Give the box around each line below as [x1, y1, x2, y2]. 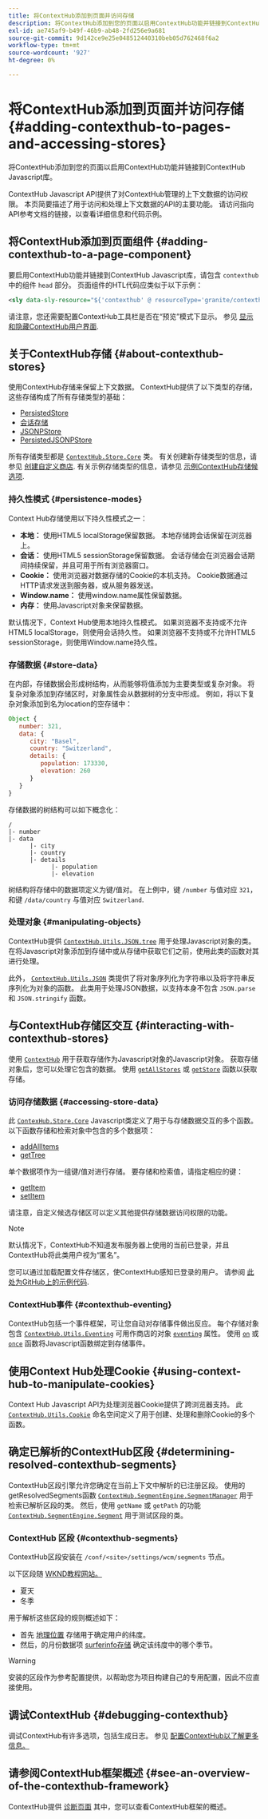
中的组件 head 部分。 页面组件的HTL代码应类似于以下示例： [8, 280, 203, 289]
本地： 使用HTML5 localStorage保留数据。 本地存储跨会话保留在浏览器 [19, 530, 253, 540]
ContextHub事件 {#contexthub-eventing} [8, 1298, 172, 1310]
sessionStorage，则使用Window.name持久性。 [8, 637, 162, 647]
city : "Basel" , [29, 737, 81, 745]
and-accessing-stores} [8, 135, 167, 153]
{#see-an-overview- [145, 1766, 250, 1780]
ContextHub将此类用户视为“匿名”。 [8, 1250, 124, 1259]
